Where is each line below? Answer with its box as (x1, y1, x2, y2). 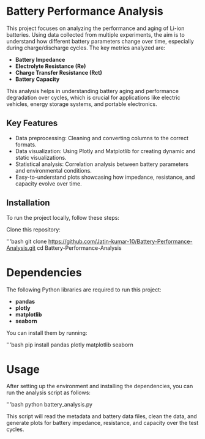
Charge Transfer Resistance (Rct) (15, 69, 102, 76)
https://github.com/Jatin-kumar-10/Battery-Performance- (48, 238, 193, 245)
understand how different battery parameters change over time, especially (6, 37, 194, 45)
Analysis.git (6, 244, 35, 252)
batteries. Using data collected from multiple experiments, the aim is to (6, 31, 185, 38)
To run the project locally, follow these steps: (6, 214, 119, 221)
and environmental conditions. (15, 167, 92, 174)
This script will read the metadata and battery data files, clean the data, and (6, 413, 197, 420)
